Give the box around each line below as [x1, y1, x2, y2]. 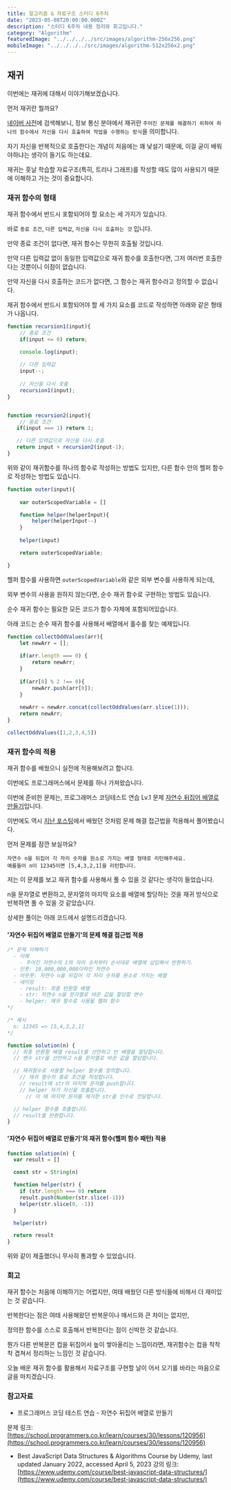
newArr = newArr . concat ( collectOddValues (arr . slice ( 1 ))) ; [19, 704, 190, 711]
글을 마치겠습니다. [7, 1372, 56, 1381]
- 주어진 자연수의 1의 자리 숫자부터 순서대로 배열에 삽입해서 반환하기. [19, 959, 194, 967]
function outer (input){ [7, 485, 76, 493]
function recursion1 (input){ [7, 323, 91, 330]
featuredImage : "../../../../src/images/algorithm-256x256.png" [7, 36, 196, 43]
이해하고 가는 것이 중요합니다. [14, 174, 94, 182]
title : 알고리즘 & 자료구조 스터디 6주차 [7, 10, 109, 17]
